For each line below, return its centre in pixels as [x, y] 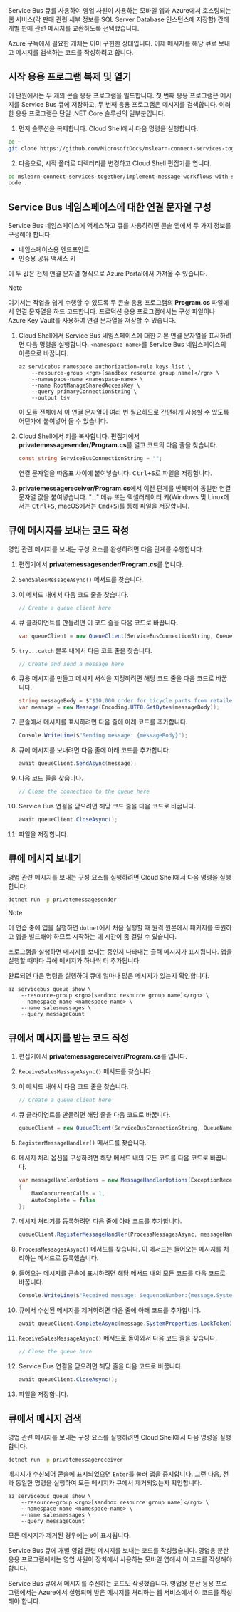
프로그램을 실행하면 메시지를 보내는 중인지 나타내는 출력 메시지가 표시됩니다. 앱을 [120, 952]
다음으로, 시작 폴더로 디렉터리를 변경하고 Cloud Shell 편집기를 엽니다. [115, 163]
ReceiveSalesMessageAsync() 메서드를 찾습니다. [85, 1071]
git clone [23, 148]
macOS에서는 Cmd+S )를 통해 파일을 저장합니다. [124, 506]
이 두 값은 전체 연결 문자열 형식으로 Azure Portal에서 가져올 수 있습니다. [108, 274]
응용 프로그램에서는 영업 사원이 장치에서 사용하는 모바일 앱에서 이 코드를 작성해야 [120, 1559]
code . [18, 183]
